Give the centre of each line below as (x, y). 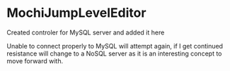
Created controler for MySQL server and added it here (86, 32)
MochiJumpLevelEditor (76, 13)
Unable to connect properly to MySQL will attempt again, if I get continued (115, 46)
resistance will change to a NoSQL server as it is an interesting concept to (114, 53)
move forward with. (35, 60)
